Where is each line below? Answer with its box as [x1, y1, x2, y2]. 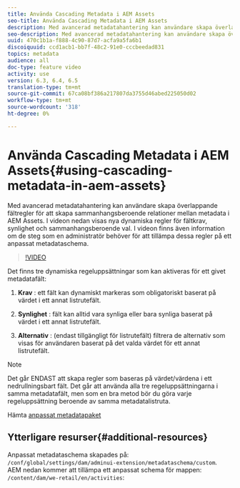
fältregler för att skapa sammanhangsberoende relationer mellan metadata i [7, 209, 230, 217]
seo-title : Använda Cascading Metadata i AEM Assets [7, 17, 168, 24]
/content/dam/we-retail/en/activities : [7, 473, 125, 482]
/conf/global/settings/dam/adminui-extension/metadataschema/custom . [7, 458, 218, 467]
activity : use [7, 70, 50, 77]
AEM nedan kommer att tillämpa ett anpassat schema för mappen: [7, 465, 202, 474]
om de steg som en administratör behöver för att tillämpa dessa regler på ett [7, 231, 232, 240]
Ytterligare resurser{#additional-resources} [7, 432, 209, 444]
